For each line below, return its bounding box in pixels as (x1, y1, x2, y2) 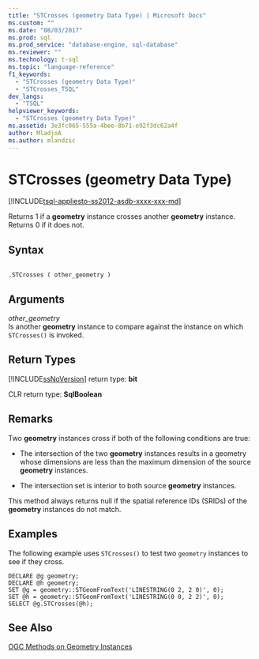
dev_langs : (8, 92, 44, 100)
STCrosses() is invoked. (8, 330, 84, 340)
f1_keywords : (8, 70, 51, 78)
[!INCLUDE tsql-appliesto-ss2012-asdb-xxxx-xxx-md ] (8, 197, 182, 206)
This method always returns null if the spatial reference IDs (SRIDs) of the (8, 495, 247, 506)
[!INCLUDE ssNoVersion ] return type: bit (8, 374, 138, 383)
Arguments (8, 292, 66, 306)
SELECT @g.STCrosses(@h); (8, 600, 93, 608)
